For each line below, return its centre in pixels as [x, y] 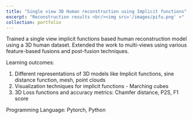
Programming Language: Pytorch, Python [56, 110]
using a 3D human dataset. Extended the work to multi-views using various [96, 45]
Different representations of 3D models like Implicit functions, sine [94, 74]
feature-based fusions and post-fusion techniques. [68, 51]
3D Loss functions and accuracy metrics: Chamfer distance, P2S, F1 [96, 92]
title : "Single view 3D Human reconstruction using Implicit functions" [96, 11]
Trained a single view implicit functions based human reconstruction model [96, 39]
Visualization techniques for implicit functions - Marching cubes [91, 86]
